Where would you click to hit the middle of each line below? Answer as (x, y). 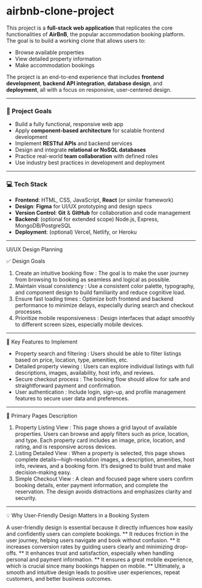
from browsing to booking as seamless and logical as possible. (93, 280)
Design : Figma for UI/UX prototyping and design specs (83, 206)
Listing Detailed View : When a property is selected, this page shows (100, 453)
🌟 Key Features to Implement (42, 342)
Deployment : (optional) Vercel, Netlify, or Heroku (76, 232)
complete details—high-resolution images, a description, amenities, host (105, 459)
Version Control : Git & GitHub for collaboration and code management (103, 213)
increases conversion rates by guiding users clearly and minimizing (90, 546)
